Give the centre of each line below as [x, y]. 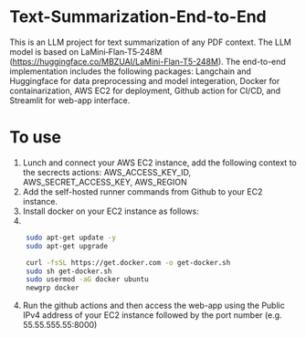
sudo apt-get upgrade [67, 246]
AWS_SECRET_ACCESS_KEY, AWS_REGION [105, 182]
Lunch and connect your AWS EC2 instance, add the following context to [159, 163]
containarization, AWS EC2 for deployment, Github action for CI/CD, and [145, 90]
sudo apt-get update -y [71, 238]
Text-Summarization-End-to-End [138, 17]
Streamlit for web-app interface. [70, 100]
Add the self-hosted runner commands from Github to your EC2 [142, 191]
